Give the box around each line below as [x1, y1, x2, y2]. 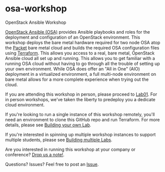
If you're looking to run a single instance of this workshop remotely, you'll [5, 111, 155, 117]
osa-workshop [5, 3, 67, 14]
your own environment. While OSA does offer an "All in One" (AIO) [5, 65, 140, 72]
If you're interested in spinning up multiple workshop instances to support [5, 131, 156, 137]
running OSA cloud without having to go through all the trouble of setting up [5, 60, 160, 66]
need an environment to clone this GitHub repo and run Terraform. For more [5, 116, 160, 122]
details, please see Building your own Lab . [5, 122, 92, 128]
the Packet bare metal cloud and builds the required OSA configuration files [5, 45, 160, 51]
